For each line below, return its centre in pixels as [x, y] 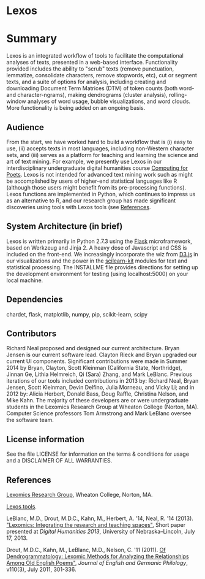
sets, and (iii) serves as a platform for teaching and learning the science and [102, 155]
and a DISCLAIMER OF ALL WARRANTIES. [59, 461]
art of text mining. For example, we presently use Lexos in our [84, 161]
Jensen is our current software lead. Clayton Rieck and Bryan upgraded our [102, 355]
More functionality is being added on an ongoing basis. [76, 108]
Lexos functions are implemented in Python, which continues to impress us [101, 194]
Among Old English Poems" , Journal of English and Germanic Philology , [97, 563]
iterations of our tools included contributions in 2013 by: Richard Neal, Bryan [102, 381]
